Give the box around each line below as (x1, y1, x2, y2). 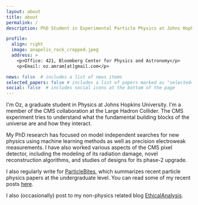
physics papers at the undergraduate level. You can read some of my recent (6, 174, 191, 181)
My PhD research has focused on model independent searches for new (6, 131, 180, 139)
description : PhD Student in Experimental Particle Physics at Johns (6, 25, 181, 31)
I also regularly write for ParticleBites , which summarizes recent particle (6, 168, 181, 175)
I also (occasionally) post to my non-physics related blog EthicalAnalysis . (6, 192, 184, 199)
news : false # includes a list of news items (6, 74, 123, 80)
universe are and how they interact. (6, 120, 93, 127)
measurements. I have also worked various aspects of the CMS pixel (6, 144, 173, 151)
